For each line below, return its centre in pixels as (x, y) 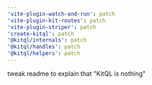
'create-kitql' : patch (41, 34)
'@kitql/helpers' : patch (44, 54)
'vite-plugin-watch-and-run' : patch (61, 14)
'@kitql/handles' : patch (44, 47)
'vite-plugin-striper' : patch (52, 27)
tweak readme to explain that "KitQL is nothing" (77, 73)
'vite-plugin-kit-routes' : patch (57, 21)
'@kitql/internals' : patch (47, 40)
